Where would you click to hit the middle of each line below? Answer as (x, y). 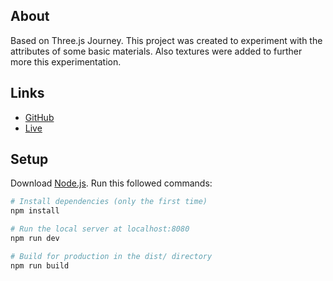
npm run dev (35, 239)
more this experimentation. (66, 61)
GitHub (39, 117)
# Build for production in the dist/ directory (111, 256)
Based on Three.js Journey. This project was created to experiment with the (166, 40)
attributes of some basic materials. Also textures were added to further (156, 51)
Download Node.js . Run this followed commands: (111, 183)
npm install (35, 211)
